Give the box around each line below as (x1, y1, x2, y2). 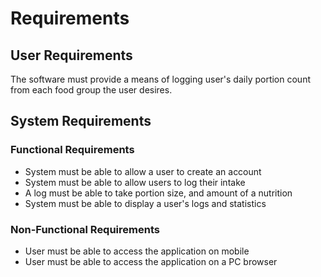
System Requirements (10, 113, 152, 130)
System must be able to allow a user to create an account (24, 165, 262, 177)
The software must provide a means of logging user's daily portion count (10, 73, 311, 85)
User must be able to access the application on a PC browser (24, 255, 278, 267)
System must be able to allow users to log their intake (24, 176, 246, 188)
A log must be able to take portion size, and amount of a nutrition (24, 187, 293, 199)
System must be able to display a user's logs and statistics (24, 197, 267, 209)
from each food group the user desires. (10, 84, 173, 96)
